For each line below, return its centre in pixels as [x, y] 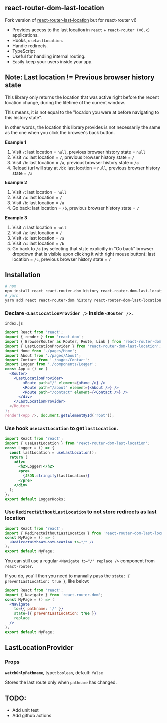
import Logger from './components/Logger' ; [51, 364]
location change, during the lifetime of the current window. [65, 102]
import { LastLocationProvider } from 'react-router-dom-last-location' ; [83, 346]
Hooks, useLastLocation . [38, 40]
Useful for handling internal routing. [49, 56]
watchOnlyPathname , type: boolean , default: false [54, 673]
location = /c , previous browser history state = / [62, 259]
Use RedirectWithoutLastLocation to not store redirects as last [81, 512]
